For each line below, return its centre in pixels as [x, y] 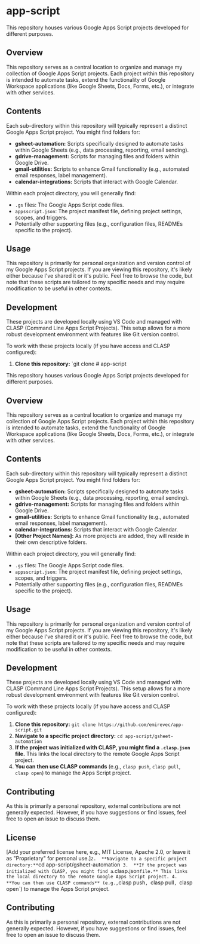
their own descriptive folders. [51, 542]
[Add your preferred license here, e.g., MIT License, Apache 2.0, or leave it [98, 852]
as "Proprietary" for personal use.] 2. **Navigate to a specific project [97, 859]
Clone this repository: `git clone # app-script [70, 364]
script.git [28, 730]
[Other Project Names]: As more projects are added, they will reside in [102, 536]
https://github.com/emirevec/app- [141, 725]
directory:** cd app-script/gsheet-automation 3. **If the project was [97, 865]
